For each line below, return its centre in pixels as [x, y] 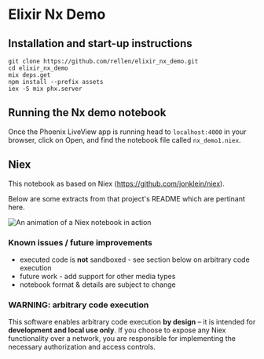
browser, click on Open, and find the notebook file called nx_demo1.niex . [125, 140]
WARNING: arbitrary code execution [79, 305]
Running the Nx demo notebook [87, 112]
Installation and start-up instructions [100, 44]
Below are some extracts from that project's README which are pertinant [127, 198]
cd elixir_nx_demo [38, 68]
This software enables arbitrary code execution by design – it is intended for [132, 322]
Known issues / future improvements [81, 242]
